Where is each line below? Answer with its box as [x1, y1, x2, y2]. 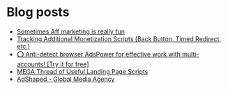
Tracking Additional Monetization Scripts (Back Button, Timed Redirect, [16, 34, 221, 43]
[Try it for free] [47, 60, 89, 68]
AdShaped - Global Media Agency [16, 75, 115, 83]
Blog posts [6, 4, 70, 20]
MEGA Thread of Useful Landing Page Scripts [16, 67, 149, 75]
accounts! [16, 60, 46, 68]
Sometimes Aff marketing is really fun [16, 27, 125, 36]
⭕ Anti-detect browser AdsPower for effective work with [16, 50, 181, 58]
